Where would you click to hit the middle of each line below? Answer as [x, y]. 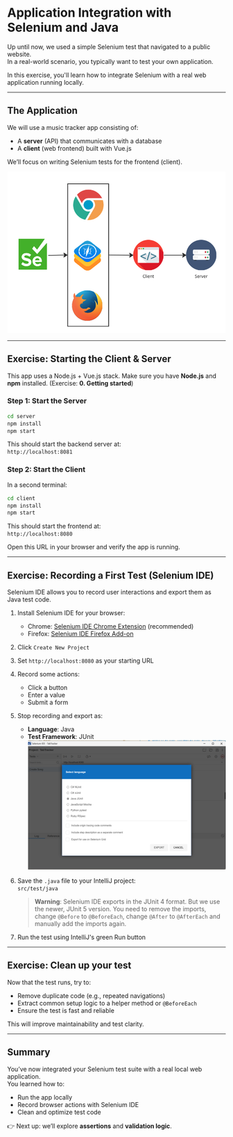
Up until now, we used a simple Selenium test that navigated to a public [109, 47]
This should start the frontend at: [54, 526]
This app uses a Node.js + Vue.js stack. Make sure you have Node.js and [112, 376]
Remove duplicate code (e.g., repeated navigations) [91, 995]
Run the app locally [45, 1097]
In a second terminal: [37, 485]
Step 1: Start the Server [47, 401]
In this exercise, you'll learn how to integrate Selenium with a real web [107, 75]
